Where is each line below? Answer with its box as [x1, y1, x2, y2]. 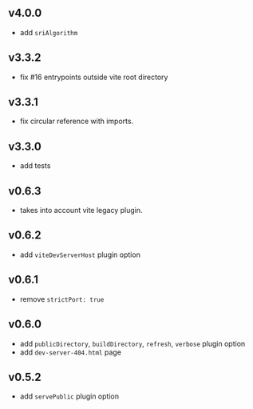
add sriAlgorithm [19, 27, 78, 37]
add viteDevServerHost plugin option [19, 250, 141, 259]
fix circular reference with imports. [19, 116, 134, 126]
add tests [19, 161, 51, 170]
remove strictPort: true [19, 294, 105, 303]
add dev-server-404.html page [19, 347, 122, 357]
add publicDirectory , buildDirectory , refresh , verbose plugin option [19, 339, 246, 348]
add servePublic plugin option [19, 391, 120, 401]
